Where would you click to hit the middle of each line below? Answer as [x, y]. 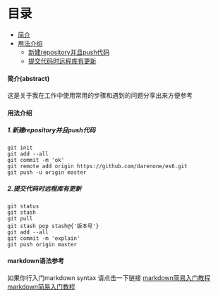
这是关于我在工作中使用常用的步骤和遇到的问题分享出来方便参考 [100, 96]
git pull [20, 218]
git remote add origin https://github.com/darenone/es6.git [98, 166]
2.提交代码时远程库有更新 [44, 189]
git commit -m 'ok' [36, 160]
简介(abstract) [29, 78]
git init [20, 148]
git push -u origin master [47, 172]
